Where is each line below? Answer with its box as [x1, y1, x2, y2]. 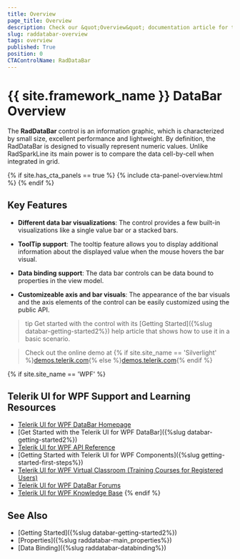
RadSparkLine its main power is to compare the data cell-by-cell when [7, 149, 214, 158]
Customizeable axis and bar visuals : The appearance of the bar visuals [17, 290, 231, 299]
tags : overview [7, 37, 53, 44]
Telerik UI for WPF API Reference [17, 443, 116, 452]
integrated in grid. [7, 157, 60, 165]
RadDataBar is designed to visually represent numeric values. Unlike [7, 142, 209, 150]
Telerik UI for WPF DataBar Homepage [17, 420, 131, 429]
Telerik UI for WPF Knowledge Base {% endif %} [17, 489, 161, 498]
